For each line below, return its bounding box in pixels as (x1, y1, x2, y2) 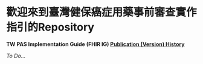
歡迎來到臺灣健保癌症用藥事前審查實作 (6, 5, 198, 19)
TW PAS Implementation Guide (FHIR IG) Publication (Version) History (6, 40, 185, 48)
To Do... (6, 52, 26, 59)
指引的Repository (6, 20, 95, 34)
